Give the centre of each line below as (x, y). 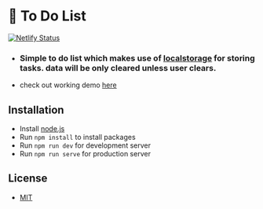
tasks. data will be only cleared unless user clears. (118, 68)
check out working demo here (68, 85)
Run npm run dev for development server (85, 145)
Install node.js (42, 129)
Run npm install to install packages (77, 137)
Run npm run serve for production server (85, 154)
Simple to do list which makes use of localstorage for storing (137, 58)
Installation (36, 110)
